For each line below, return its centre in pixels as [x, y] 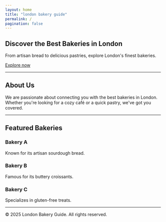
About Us [20, 85]
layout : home [19, 10]
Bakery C [16, 189]
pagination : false [24, 24]
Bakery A [17, 142]
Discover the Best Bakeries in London [64, 43]
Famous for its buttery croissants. [39, 176]
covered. [14, 108]
